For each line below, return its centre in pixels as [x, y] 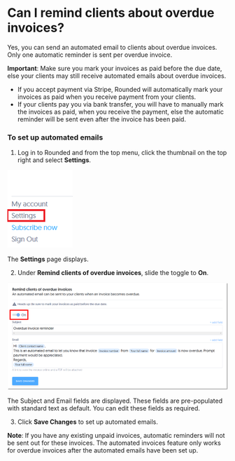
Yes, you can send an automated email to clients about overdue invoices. [112, 47]
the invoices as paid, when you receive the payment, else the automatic [121, 112]
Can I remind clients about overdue [111, 13]
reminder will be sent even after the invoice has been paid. [102, 119]
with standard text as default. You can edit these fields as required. [104, 408]
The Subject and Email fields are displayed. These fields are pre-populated [115, 401]
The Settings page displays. [48, 259]
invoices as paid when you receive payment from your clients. [107, 97]
